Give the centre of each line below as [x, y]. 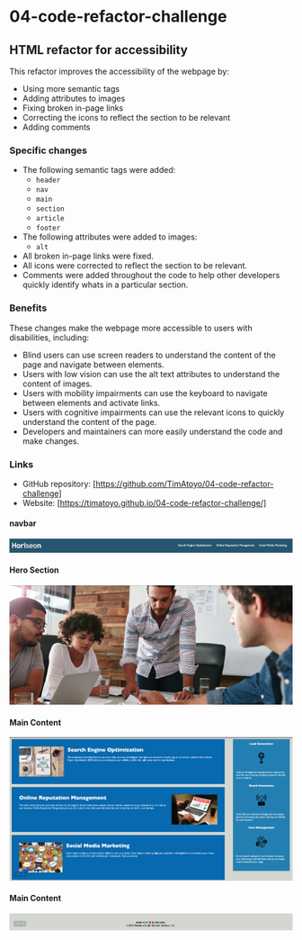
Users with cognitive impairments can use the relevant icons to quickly [153, 412]
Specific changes [49, 150]
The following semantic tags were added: [99, 170]
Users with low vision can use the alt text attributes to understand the [151, 374]
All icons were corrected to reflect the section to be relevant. [135, 266]
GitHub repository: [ [59, 484]
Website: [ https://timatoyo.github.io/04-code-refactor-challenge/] [144, 502]
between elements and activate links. [91, 402]
